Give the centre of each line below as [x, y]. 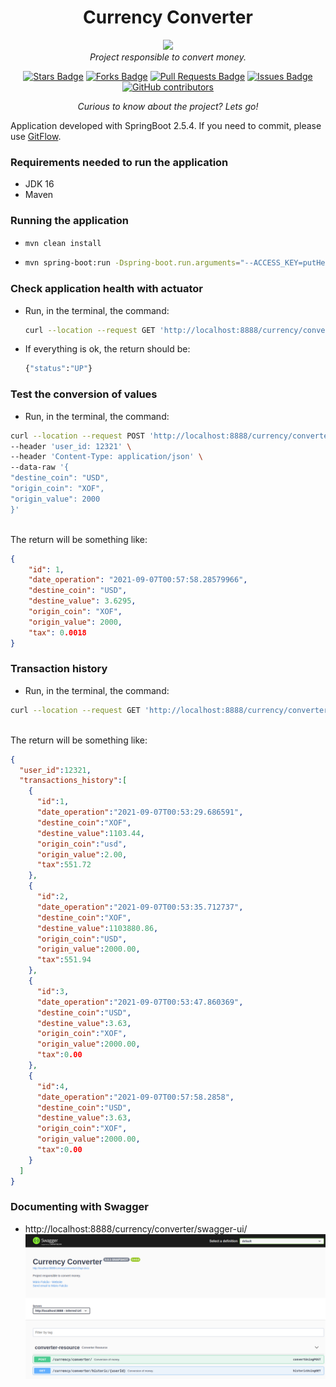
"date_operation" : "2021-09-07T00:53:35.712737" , [140, 907]
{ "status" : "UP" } [58, 369]
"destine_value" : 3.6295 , [82, 601]
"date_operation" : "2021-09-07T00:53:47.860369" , [140, 1002]
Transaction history [59, 669]
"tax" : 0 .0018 [57, 632]
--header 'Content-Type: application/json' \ [106, 457]
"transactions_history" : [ [73, 781]
